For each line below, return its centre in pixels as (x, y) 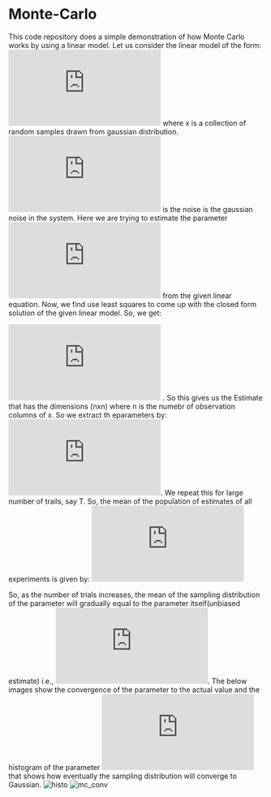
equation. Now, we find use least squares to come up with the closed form (133, 304)
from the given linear (197, 295)
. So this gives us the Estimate (212, 397)
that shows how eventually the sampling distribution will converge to (123, 776)
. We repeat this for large (202, 492)
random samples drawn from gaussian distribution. (93, 132)
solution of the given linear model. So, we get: (85, 313)
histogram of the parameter (54, 767)
